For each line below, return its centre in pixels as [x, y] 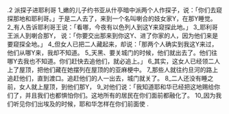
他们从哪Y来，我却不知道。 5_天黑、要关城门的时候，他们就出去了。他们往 [112, 53]
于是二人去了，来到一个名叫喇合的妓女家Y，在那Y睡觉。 [137, 18]
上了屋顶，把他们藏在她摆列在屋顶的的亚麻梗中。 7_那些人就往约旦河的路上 [113, 70]
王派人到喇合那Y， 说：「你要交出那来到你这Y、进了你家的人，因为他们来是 [112, 35]
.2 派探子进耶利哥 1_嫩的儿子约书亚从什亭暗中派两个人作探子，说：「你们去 [112, 10]
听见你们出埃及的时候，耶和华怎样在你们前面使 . [81, 104]
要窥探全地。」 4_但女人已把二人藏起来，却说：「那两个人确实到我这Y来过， [112, 44]
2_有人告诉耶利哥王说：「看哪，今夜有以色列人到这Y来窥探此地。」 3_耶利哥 [112, 27]
